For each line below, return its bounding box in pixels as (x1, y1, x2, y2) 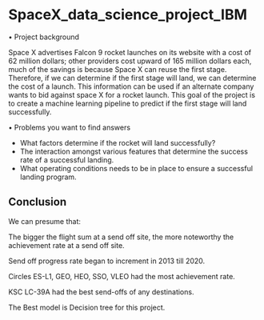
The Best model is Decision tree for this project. (8, 302, 166, 312)
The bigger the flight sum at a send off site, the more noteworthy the (8, 232, 234, 242)
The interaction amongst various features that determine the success (19, 146, 248, 156)
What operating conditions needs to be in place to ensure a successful (19, 163, 254, 173)
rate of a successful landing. (19, 154, 114, 165)
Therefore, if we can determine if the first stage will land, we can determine (8, 73, 257, 82)
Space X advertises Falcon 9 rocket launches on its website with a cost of (8, 47, 252, 57)
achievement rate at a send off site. (8, 240, 126, 250)
